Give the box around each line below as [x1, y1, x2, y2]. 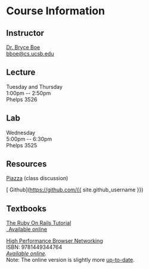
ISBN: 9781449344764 [6, 243, 63, 251]
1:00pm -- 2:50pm [6, 89, 51, 97]
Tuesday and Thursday [6, 83, 63, 90]
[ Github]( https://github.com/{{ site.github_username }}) [6, 186, 144, 193]
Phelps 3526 [6, 95, 38, 103]
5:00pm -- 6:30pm [6, 135, 52, 143]
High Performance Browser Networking [6, 237, 103, 245]
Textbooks [6, 203, 46, 214]
